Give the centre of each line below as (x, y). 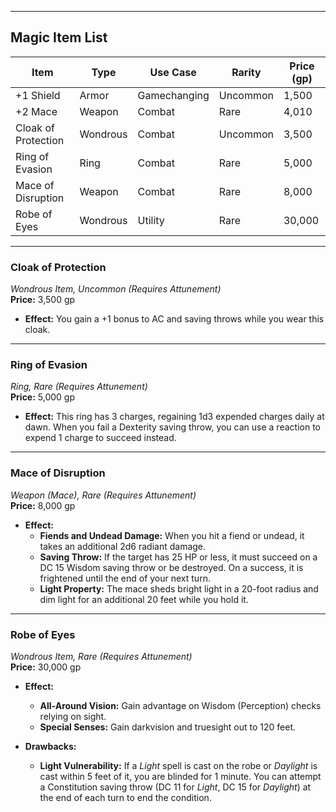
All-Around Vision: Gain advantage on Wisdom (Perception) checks (180, 705)
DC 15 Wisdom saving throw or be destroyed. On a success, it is (171, 567)
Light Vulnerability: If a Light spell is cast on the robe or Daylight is (178, 765)
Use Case (173, 72)
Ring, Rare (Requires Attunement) (79, 387)
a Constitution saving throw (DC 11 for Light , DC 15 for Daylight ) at (175, 787)
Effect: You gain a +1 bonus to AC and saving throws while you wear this (174, 319)
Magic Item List (59, 37)
